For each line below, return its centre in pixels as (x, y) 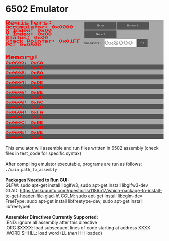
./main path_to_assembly (31, 170)
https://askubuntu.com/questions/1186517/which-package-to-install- (91, 191)
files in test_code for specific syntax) (44, 153)
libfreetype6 (18, 207)
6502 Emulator (37, 9)
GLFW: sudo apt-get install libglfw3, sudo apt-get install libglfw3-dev (77, 185)
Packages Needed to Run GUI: (37, 180)
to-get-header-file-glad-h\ (33, 196)
